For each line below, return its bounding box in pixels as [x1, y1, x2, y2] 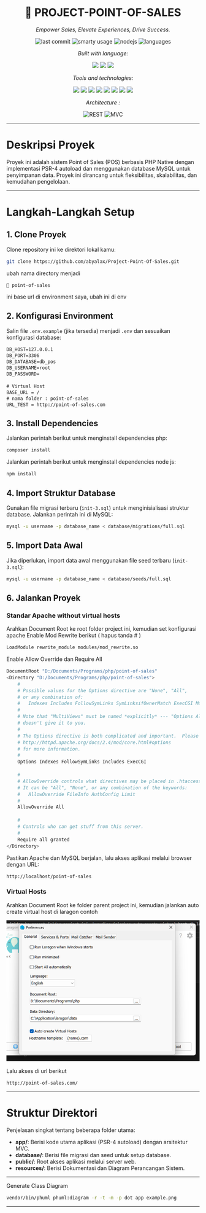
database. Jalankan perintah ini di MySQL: [6, 510, 113, 518]
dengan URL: [6, 860, 40, 868]
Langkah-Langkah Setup [6, 205, 135, 219]
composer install [6, 447, 51, 453]
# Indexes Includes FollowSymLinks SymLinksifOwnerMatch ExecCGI [17, 700, 193, 707]
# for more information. [17, 746, 81, 752]
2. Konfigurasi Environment [6, 311, 113, 321]
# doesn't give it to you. [17, 720, 86, 727]
